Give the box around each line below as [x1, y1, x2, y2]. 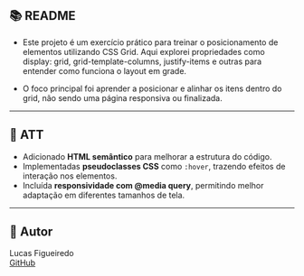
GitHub [9, 257, 36, 269]
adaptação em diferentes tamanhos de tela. [22, 189, 185, 200]
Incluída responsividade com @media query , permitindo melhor [22, 179, 264, 190]
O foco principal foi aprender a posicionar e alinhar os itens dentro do [22, 83, 282, 94]
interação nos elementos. [22, 170, 118, 181]
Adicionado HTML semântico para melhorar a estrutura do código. [22, 151, 272, 161]
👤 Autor [9, 225, 53, 240]
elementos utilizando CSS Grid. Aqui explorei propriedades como [22, 46, 265, 57]
